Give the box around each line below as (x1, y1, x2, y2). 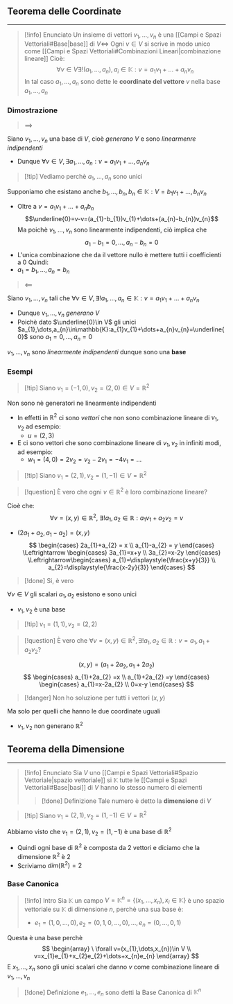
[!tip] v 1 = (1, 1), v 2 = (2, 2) (24, 620, 98, 630)
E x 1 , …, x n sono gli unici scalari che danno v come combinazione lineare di (7, 962, 220, 973)
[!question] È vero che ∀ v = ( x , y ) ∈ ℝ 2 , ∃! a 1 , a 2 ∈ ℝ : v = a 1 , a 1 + (24, 635, 210, 646)
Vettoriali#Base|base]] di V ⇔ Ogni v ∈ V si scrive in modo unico (24, 40, 211, 48)
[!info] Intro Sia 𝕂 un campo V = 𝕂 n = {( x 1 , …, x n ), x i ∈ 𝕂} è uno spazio (24, 894, 225, 906)
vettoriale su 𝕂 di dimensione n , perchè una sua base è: (24, 905, 184, 914)
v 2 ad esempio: (17, 422, 61, 432)
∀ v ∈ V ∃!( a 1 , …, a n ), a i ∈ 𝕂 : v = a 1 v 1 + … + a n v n (56, 65, 194, 75)
